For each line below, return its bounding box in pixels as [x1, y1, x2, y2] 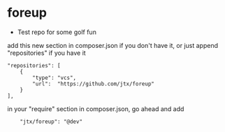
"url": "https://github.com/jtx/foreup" [32, 80, 155, 88]
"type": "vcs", [32, 74, 77, 81]
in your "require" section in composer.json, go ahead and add [7, 104, 184, 113]
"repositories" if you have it [7, 49, 86, 57]
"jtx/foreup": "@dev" [20, 118, 82, 125]
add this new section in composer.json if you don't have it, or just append [7, 41, 219, 49]
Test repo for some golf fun [17, 28, 96, 36]
